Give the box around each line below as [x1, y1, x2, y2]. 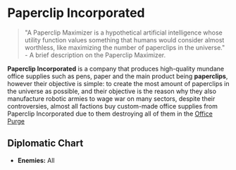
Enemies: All [17, 156, 55, 164]
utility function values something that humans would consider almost [24, 35, 225, 44]
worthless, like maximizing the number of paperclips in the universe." [24, 43, 225, 51]
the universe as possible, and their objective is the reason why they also [7, 87, 217, 95]
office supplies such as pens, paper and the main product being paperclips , [7, 72, 228, 80]
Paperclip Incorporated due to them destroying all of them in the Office [7, 109, 213, 118]
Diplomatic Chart [7, 138, 84, 150]
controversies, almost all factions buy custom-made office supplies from [7, 102, 218, 110]
